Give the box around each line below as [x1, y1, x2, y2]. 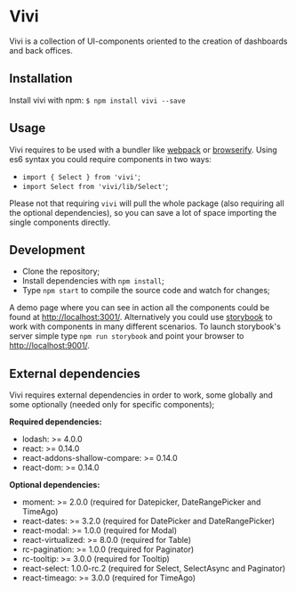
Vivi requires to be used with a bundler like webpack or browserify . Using [9, 144, 277, 155]
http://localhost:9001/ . [9, 341, 91, 351]
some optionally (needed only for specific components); [9, 399, 215, 410]
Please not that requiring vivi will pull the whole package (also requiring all [9, 198, 284, 209]
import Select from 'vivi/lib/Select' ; [21, 180, 169, 191]
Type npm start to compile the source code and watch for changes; [21, 285, 270, 296]
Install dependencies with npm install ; [21, 275, 164, 286]
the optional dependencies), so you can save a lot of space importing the [9, 207, 277, 218]
